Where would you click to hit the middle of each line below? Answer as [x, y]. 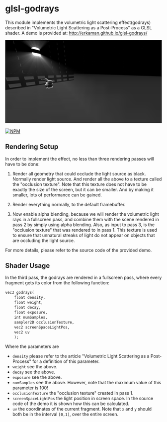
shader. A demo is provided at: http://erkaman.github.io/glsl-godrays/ [76, 33]
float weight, [29, 303]
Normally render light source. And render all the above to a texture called [87, 179]
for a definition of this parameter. [66, 361]
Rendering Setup [32, 147]
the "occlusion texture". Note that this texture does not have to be [80, 184]
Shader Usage [28, 266]
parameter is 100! [30, 388]
